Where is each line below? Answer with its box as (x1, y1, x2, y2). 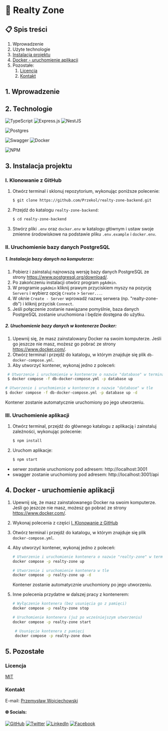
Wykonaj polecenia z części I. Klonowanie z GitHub (12, 520, 118, 526)
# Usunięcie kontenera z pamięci (14, 629, 84, 634)
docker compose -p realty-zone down (14, 633, 91, 638)
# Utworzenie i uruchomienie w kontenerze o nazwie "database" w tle (5, 386, 153, 391)
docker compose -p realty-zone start (12, 620, 91, 625)
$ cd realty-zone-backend (12, 216, 66, 221)
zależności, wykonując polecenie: (12, 429, 82, 435)
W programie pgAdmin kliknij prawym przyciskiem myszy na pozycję (12, 285, 151, 291)
